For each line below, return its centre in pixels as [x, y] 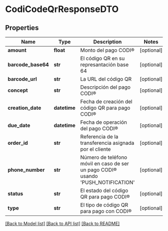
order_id [18, 143]
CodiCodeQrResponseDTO [62, 9]
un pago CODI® [98, 170]
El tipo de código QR [104, 205]
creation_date [24, 108]
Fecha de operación [104, 122]
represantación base [104, 65]
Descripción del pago [105, 87]
